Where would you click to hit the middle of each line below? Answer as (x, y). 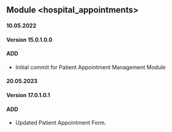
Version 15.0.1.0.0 (30, 40)
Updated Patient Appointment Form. (61, 123)
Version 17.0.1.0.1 (28, 95)
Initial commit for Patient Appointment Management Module (91, 67)
